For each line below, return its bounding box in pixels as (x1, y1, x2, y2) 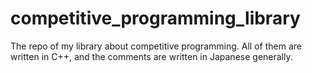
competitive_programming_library (10, 7, 301, 30)
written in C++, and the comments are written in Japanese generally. (10, 50, 293, 62)
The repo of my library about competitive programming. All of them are (10, 40, 302, 52)
